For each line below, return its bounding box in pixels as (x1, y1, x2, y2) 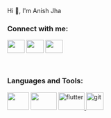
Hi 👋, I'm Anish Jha (7, 7, 62, 15)
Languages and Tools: (7, 76, 83, 86)
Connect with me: (7, 24, 69, 33)
